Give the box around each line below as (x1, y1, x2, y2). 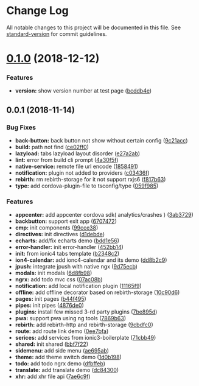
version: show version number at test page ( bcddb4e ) (15, 87, 152, 94)
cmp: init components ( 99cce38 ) (15, 224, 99, 231)
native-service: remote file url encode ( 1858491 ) (15, 163, 139, 170)
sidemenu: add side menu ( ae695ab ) (15, 347, 110, 354)
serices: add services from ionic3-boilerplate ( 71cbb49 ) (15, 334, 156, 342)
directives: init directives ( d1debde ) (15, 231, 105, 238)
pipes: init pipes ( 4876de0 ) (15, 302, 84, 309)
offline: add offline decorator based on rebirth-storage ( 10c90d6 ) (15, 289, 180, 296)
